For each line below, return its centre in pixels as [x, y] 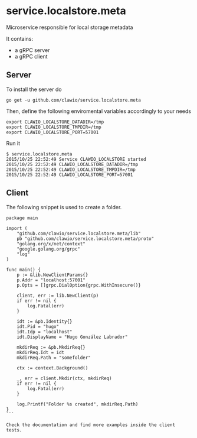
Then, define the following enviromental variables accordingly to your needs [99, 111]
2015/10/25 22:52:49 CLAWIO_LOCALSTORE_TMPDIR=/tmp [71, 170]
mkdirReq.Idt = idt [41, 352]
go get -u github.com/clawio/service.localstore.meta [74, 100]
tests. [14, 430]
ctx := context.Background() [52, 368]
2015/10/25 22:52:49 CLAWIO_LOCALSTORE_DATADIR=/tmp [72, 164]
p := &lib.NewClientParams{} [52, 275]
